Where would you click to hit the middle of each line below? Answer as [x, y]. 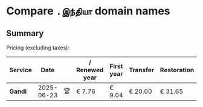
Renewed [90, 70]
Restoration [177, 70]
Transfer [142, 70]
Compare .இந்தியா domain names [88, 11]
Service [21, 70]
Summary [25, 33]
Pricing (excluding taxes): [38, 47]
